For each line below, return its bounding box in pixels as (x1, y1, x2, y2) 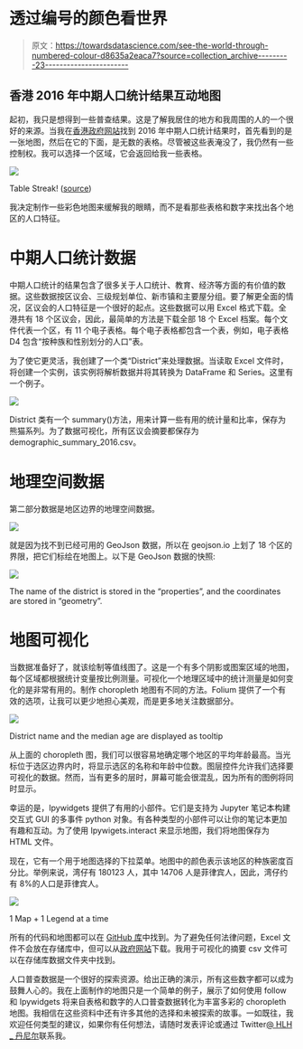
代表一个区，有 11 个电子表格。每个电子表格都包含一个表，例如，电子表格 (16, 325, 289, 335)
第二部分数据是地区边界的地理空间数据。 (9, 503, 160, 514)
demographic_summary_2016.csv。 (9, 436, 142, 448)
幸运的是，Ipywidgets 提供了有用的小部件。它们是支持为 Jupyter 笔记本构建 (9, 802, 291, 813)
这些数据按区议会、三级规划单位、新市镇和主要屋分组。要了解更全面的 (24, 290, 286, 301)
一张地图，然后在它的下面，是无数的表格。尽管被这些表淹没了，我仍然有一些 (9, 137, 294, 147)
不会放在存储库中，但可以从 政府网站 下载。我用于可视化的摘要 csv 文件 (16, 942, 280, 954)
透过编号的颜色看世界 (9, 8, 169, 29)
